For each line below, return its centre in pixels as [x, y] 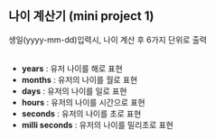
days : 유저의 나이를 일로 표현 [74, 91]
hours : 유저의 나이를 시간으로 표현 [83, 102]
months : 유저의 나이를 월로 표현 [79, 79]
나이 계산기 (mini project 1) [81, 16]
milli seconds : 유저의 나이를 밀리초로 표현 [97, 125]
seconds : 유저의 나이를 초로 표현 [81, 113]
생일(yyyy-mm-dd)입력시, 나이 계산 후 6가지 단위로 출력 [107, 40]
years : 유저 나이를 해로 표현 [72, 68]
